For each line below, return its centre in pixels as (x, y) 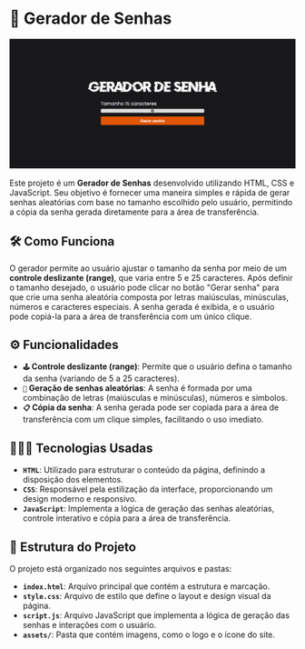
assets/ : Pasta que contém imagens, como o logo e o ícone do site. (148, 634)
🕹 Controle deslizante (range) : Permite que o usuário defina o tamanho (157, 366)
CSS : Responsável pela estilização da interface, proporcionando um (148, 489)
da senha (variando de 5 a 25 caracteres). (101, 379)
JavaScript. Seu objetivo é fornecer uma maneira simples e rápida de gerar (150, 192)
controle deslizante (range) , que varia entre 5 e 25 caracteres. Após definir (151, 277)
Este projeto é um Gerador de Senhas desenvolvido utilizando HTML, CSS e (152, 183)
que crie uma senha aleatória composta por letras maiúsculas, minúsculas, (149, 297)
